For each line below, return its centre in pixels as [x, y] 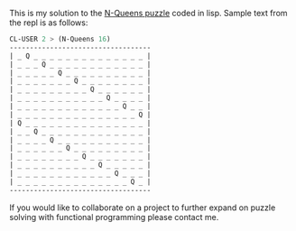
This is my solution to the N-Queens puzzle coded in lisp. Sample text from [148, 13]
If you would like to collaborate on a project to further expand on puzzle [143, 208]
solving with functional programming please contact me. [114, 217]
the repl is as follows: [49, 23]
